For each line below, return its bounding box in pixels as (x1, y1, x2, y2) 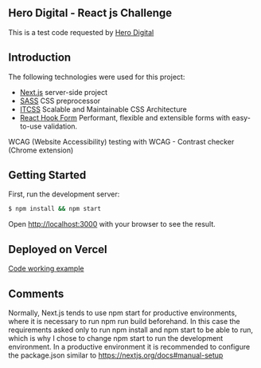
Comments (8, 287, 64, 300)
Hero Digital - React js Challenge (8, 6, 173, 20)
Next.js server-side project (19, 87, 107, 97)
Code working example (8, 263, 84, 274)
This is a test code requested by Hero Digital (8, 27, 154, 37)
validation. (43, 121, 78, 131)
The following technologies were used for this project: (8, 72, 185, 81)
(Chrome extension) (8, 145, 74, 155)
